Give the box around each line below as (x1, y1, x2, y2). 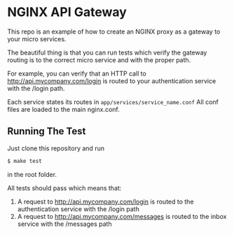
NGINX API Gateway (7, 4, 128, 20)
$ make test (7, 157, 42, 164)
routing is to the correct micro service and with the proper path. (7, 55, 191, 64)
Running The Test (7, 125, 86, 137)
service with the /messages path (17, 220, 112, 228)
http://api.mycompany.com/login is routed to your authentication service (7, 76, 216, 85)
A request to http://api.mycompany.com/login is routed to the (17, 197, 194, 206)
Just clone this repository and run (7, 144, 105, 152)
